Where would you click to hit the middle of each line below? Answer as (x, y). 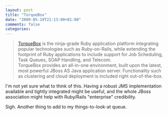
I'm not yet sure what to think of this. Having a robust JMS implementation (83, 86)
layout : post (19, 10)
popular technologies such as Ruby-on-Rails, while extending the (87, 49)
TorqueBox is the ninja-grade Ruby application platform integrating (88, 43)
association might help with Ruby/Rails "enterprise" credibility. (71, 97)
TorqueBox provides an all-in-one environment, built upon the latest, (90, 65)
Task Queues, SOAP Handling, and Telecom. (65, 60)
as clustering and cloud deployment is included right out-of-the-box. (90, 76)
